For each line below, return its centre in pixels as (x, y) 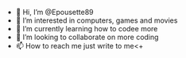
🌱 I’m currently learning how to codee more (87, 29)
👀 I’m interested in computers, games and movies (97, 20)
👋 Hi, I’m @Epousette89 (54, 12)
